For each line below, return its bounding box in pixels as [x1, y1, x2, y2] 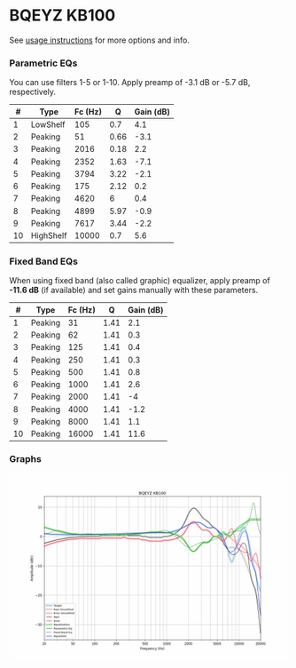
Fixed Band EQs [9, 255, 78, 267]
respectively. [9, 86, 56, 98]
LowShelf [30, 119, 66, 130]
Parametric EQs [9, 57, 78, 69]
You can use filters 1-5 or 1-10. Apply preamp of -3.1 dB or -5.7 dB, [9, 77, 251, 88]
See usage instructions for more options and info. [9, 35, 191, 45]
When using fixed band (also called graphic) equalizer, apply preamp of [9, 275, 270, 286]
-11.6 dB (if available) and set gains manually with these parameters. [9, 285, 259, 296]
